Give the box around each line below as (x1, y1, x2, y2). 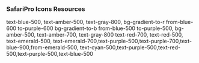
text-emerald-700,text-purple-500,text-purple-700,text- (53, 38, 192, 45)
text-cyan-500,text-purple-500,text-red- (79, 44, 181, 51)
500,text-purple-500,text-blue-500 (6, 50, 93, 58)
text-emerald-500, (6, 38, 52, 45)
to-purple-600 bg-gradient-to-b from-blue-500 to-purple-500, (17, 25, 174, 32)
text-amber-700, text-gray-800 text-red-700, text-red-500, (37, 31, 183, 38)
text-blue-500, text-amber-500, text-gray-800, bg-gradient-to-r (6, 19, 165, 26)
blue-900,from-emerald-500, (6, 44, 79, 51)
